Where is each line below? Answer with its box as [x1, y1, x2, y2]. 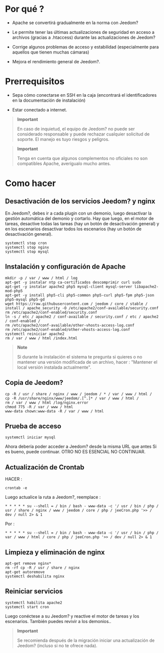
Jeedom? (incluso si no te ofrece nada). [17, 642, 98, 649]
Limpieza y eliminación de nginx [5, 548, 105, 556]
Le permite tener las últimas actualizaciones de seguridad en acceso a [12, 29, 155, 35]
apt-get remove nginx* [5, 561, 51, 566]
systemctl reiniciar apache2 [5, 331, 65, 336]
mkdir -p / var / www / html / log [5, 275, 78, 280]
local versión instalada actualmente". [17, 364, 92, 370]
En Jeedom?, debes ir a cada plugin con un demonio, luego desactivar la [5, 210, 152, 216]
